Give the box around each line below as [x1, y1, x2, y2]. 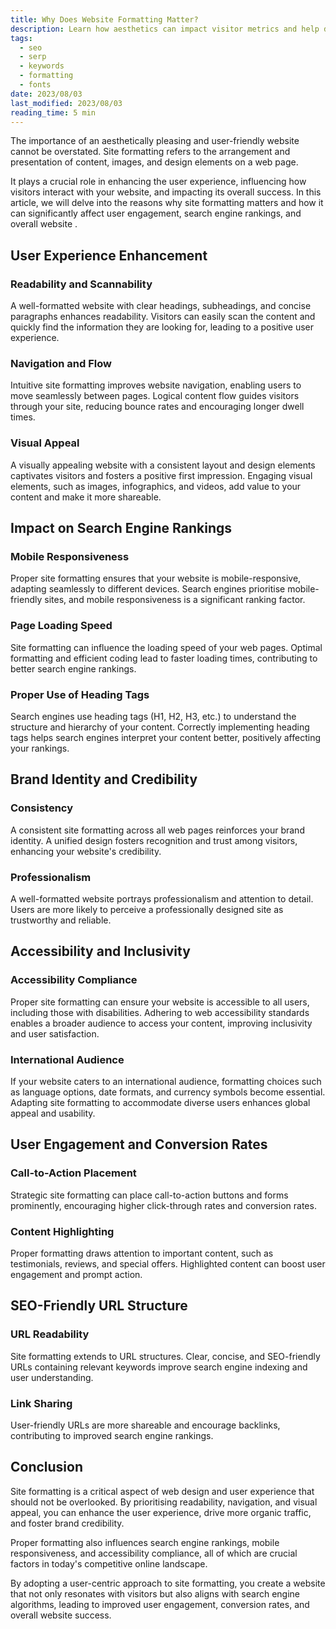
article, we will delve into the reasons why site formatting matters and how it [10, 197, 324, 209]
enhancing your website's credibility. [10, 845, 162, 857]
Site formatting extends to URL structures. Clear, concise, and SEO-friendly [10, 1350, 321, 1362]
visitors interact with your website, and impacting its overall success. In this [10, 186, 322, 198]
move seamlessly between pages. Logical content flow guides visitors [10, 390, 300, 402]
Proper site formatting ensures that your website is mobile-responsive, [10, 572, 302, 585]
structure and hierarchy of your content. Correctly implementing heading [10, 721, 310, 733]
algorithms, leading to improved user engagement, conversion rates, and [10, 1598, 310, 1610]
